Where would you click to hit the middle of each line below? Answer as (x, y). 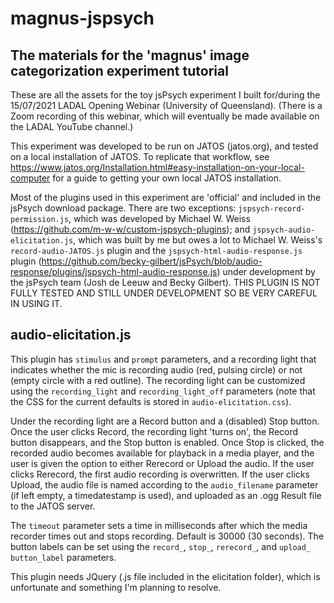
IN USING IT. (36, 303)
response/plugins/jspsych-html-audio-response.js (114, 271)
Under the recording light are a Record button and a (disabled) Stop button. (165, 421)
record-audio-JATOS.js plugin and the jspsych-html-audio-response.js (156, 250)
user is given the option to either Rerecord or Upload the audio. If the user (162, 463)
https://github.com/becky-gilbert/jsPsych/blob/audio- (152, 261)
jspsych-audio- (284, 230)
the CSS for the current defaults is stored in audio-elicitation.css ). (151, 401)
